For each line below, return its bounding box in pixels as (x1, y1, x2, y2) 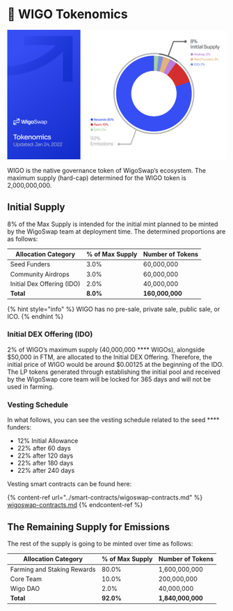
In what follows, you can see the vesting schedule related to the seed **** (7, 416, 220, 424)
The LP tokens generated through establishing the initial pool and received (7, 368, 220, 376)
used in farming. (7, 382, 54, 391)
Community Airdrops (10, 270, 70, 278)
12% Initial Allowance (17, 437, 79, 445)
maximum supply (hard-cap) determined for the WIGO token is (7, 174, 186, 182)
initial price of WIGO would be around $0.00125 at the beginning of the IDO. (7, 360, 224, 368)
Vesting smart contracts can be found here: (7, 480, 132, 488)
